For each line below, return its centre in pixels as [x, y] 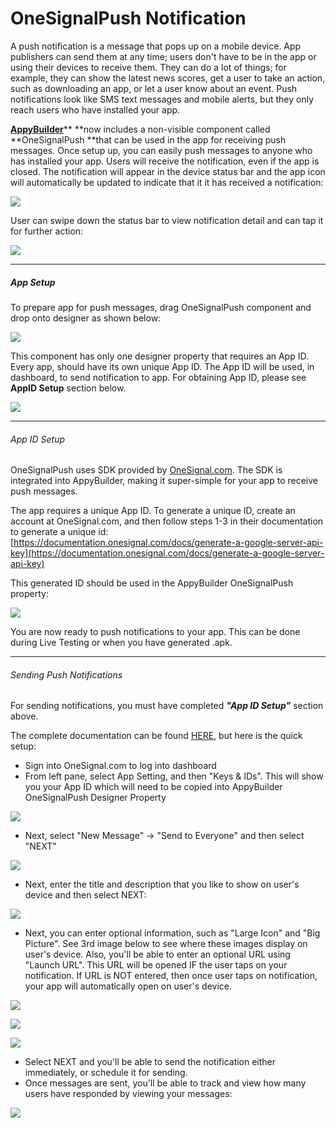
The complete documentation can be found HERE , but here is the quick [156, 736]
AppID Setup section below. [68, 388]
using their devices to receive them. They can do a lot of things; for [148, 67]
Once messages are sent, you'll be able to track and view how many [165, 1083]
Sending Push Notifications [66, 674]
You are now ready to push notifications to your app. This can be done [155, 632]
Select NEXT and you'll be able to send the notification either [150, 1062]
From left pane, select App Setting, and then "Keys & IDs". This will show [174, 776]
